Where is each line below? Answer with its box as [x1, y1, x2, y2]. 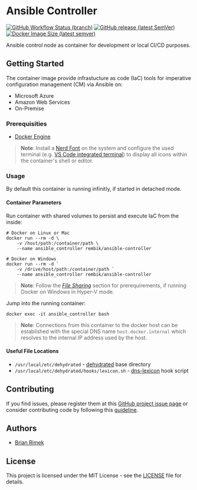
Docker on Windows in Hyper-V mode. [20, 288, 114, 295]
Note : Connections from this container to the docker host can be [20, 321, 178, 328]
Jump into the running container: [6, 299, 86, 306]
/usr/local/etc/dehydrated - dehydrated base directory [14, 360, 151, 368]
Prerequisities [6, 120, 47, 128]
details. [6, 478, 24, 485]
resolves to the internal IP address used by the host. [20, 334, 147, 341]
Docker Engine [14, 133, 51, 140]
